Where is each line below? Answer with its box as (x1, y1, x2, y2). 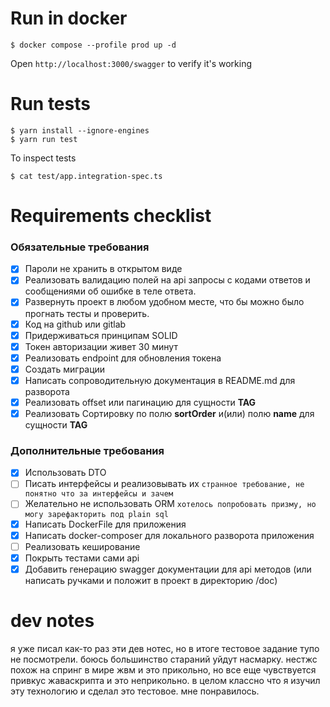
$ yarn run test (10, 134, 78, 144)
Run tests (10, 93, 91, 116)
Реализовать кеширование (24, 540, 141, 552)
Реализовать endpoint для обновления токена (24, 352, 222, 364)
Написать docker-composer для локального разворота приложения (24, 529, 315, 541)
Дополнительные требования (10, 443, 165, 457)
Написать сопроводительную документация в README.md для (24, 374, 296, 386)
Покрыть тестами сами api (24, 552, 140, 564)
